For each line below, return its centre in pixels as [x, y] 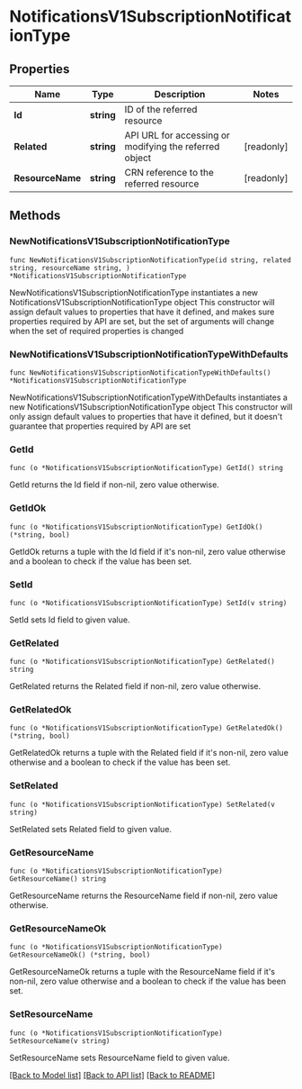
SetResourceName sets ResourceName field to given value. [120, 1057]
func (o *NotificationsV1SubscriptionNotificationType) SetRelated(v [142, 804]
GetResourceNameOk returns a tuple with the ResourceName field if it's [142, 972]
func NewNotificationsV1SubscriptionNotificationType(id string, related [151, 260]
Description [180, 94]
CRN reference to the [169, 172]
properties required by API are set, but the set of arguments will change [142, 321]
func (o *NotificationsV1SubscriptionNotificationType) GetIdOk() [136, 527]
